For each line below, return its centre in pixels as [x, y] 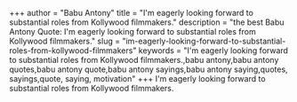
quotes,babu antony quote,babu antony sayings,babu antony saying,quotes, [148, 69]
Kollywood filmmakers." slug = [65, 41]
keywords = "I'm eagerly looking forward [213, 51]
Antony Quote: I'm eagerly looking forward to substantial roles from [132, 31]
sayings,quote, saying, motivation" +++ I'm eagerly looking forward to [137, 78]
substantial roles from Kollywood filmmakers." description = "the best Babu [147, 22]
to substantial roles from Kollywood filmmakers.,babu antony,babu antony [144, 60]
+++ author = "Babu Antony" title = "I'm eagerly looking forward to [131, 13]
